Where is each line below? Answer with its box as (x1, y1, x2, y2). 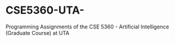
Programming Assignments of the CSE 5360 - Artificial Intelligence (5, 23, 170, 30)
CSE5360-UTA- (5, 4, 85, 17)
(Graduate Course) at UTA (5, 29, 70, 36)
